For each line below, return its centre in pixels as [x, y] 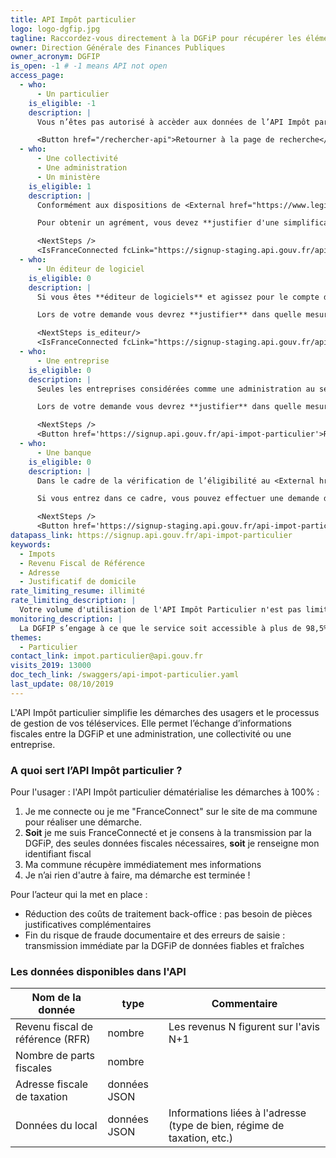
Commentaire [244, 1004]
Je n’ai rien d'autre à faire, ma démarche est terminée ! [137, 875]
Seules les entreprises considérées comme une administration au [175, 389]
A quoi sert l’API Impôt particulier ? [96, 770]
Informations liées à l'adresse [237, 1113]
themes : [26, 637]
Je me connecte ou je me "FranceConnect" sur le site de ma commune [171, 812]
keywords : [31, 544]
